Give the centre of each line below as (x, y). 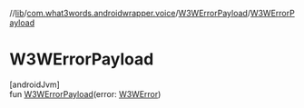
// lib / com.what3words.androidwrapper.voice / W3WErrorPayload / (130, 13)
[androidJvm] (35, 84)
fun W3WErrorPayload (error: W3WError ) (85, 93)
